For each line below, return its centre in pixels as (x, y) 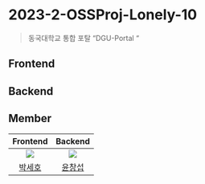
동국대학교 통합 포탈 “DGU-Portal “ (83, 38)
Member (30, 119)
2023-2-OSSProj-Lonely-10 (103, 15)
